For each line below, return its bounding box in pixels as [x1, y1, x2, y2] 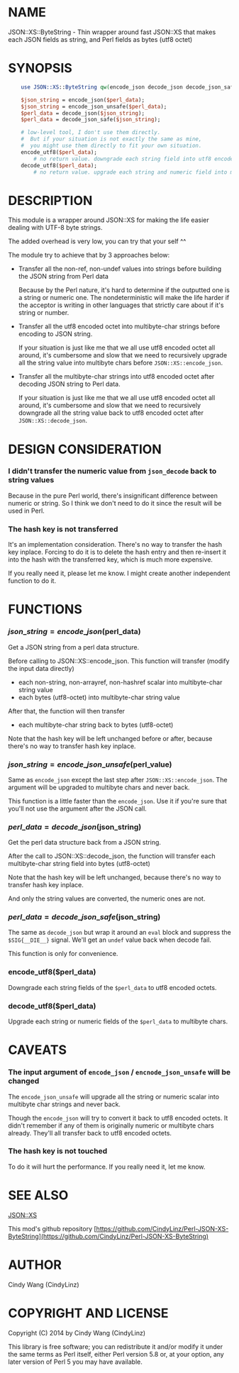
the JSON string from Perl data [18, 272, 109, 281]
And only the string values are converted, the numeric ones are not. [8, 894, 206, 903]
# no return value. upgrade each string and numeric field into [33, 168, 228, 176]
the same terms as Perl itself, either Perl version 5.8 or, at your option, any [8, 1350, 224, 1358]
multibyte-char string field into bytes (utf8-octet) [8, 860, 151, 868]
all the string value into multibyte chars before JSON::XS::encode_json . [18, 359, 223, 367]
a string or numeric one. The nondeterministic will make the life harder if [18, 294, 230, 302]
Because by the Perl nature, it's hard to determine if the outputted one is [18, 286, 230, 294]
